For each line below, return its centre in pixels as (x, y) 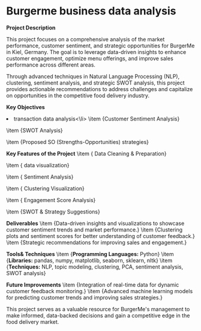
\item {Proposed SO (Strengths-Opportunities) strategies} (77, 142)
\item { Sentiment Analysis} (40, 177)
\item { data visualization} (38, 165)
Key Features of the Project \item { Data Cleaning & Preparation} (86, 154)
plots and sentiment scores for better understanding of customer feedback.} (100, 236)
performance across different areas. (51, 65)
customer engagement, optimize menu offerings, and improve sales (90, 58)
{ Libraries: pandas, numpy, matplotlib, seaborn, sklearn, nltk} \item (89, 260)
